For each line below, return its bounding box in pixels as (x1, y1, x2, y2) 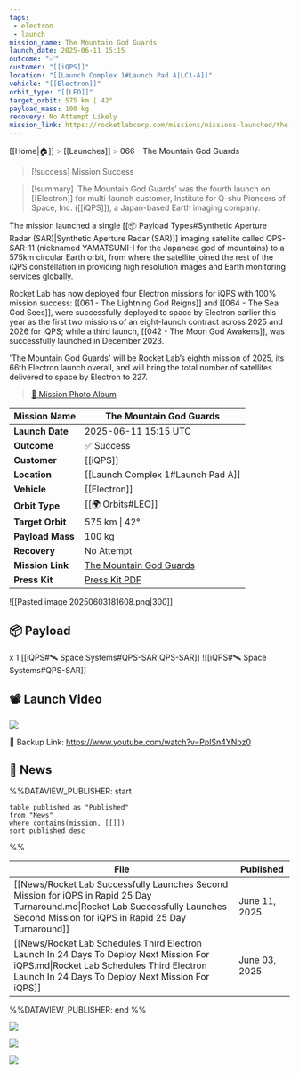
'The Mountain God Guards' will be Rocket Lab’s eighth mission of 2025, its (9, 353, 285, 363)
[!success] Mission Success (30, 167, 134, 176)
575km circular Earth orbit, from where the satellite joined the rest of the (9, 252, 274, 263)
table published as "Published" (9, 803, 129, 812)
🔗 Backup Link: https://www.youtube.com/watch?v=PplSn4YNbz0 (9, 736, 252, 747)
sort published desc (9, 826, 86, 835)
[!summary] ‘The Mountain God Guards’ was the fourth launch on (30, 183, 271, 194)
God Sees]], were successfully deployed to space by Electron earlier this (9, 307, 277, 317)
